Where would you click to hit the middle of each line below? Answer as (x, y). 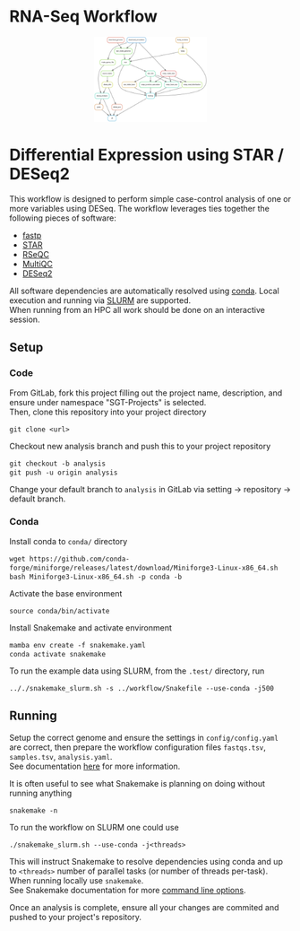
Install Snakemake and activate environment (91, 627)
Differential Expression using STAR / (147, 155)
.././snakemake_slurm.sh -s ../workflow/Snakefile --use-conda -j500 (142, 688)
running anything (41, 793)
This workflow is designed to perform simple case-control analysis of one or (150, 198)
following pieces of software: (63, 218)
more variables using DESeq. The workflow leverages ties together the (140, 208)
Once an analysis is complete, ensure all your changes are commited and (144, 907)
